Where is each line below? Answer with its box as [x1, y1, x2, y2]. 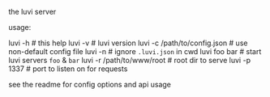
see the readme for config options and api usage [8, 80, 172, 89]
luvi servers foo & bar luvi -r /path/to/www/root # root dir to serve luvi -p [8, 56, 251, 65]
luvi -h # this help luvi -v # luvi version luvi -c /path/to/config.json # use [8, 38, 248, 48]
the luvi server [8, 7, 57, 16]
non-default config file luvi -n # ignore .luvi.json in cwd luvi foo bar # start [8, 47, 262, 56]
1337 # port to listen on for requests [8, 64, 128, 74]
